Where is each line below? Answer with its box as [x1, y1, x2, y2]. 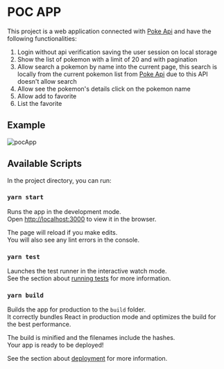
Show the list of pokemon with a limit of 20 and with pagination [17, 55, 198, 63]
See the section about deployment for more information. [7, 354, 168, 363]
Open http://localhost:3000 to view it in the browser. [7, 215, 157, 223]
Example [7, 119, 46, 132]
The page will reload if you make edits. [7, 228, 118, 236]
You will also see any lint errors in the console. [7, 235, 140, 244]
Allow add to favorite [17, 91, 77, 100]
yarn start [7, 193, 44, 201]
